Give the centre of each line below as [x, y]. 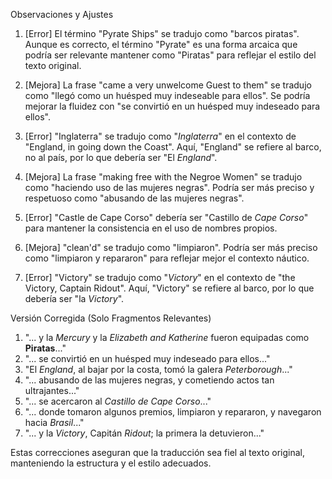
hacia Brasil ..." [54, 422]
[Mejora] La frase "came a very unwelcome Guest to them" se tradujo [168, 85]
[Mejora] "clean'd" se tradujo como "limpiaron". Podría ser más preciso [171, 247]
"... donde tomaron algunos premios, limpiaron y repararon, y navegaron [173, 412]
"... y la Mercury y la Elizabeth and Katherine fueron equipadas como [167, 337]
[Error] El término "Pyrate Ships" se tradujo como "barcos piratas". [162, 33]
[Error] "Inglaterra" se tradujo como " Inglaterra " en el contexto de [160, 136]
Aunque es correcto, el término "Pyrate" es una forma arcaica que [161, 44]
